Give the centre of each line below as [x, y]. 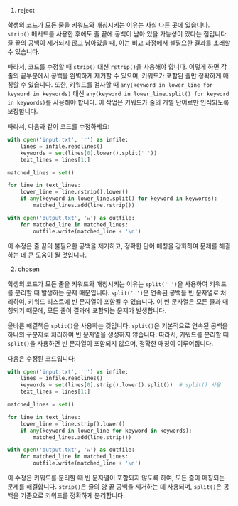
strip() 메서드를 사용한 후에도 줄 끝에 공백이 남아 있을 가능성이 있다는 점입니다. [118, 34]
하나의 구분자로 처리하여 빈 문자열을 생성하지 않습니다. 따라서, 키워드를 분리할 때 [118, 334]
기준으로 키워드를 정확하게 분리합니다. [73, 495]
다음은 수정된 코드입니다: [42, 358]
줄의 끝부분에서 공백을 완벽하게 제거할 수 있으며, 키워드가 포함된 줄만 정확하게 [114, 75]
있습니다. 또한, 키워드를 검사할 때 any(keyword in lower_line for [120, 84]
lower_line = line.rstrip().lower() [75, 192]
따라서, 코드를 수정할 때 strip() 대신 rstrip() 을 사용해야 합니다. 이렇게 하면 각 [117, 67]
